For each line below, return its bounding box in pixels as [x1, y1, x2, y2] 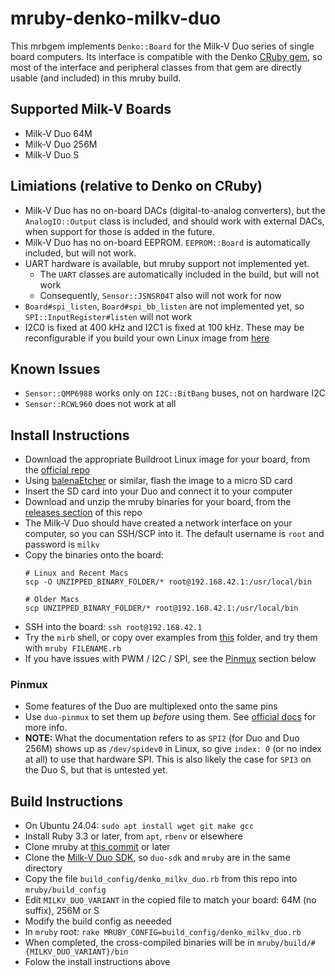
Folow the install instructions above [24, 956, 171, 968]
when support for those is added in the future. [24, 225, 215, 237]
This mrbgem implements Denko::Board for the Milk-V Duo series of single [10, 40, 315, 52]
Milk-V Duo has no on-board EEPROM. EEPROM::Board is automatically [24, 236, 311, 248]
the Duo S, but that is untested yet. [24, 764, 168, 776]
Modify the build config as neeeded [24, 915, 172, 927]
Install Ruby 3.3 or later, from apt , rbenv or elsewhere [24, 830, 243, 842]
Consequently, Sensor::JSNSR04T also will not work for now [39, 289, 282, 301]
